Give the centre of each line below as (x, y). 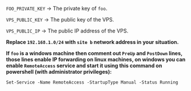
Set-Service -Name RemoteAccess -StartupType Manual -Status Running (92, 82)
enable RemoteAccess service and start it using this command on (84, 65)
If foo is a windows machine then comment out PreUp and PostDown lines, (94, 53)
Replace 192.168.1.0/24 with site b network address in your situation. (93, 42)
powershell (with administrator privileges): (59, 72)
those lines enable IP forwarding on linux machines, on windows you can (96, 59)
